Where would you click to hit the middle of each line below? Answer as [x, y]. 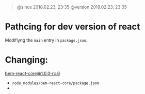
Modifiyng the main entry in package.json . [46, 40]
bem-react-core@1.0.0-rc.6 [32, 73]
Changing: [27, 60]
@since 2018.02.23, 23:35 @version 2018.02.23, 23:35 [72, 7]
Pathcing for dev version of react [73, 27]
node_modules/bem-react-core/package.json [56, 83]
